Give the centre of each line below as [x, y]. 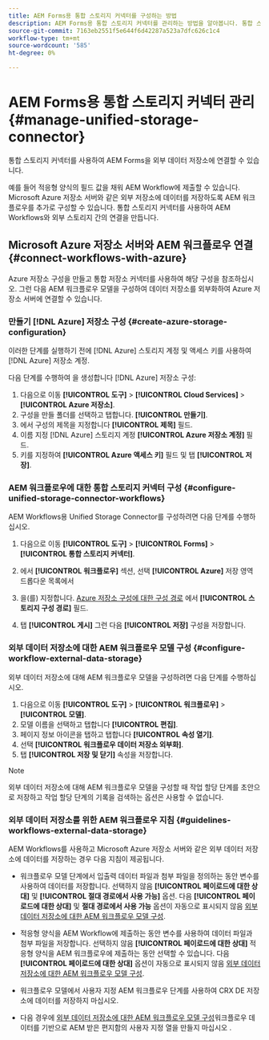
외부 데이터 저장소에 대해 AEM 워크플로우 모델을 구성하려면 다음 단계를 [118, 677]
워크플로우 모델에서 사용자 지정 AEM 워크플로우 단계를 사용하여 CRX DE [132, 990]
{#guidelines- [203, 820]
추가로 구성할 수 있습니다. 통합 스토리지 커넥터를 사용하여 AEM [133, 207]
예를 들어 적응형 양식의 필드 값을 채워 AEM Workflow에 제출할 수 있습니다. [124, 187]
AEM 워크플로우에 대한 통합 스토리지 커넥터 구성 [95, 487]
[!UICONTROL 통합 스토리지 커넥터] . [77, 554]
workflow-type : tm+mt [44, 38]
